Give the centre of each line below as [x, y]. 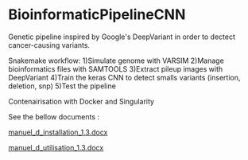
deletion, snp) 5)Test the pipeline [62, 86]
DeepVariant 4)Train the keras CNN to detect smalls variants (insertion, [124, 77]
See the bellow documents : [54, 116]
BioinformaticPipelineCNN [97, 15]
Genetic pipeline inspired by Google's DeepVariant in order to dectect [122, 37]
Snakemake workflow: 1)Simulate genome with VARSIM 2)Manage [116, 60]
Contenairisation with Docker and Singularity [81, 101]
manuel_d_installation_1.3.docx [58, 132]
